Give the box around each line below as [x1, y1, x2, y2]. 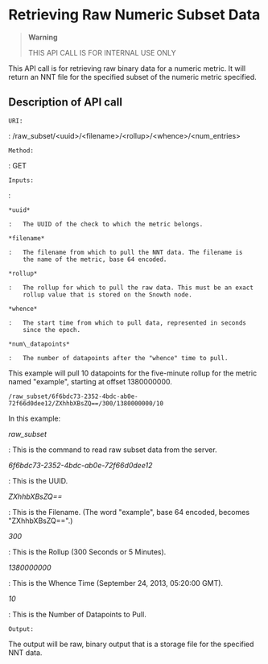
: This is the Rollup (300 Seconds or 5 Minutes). [8, 546, 167, 557]
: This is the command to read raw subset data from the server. [8, 445, 217, 454]
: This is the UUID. [8, 475, 68, 485]
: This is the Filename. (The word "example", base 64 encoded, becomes [8, 507, 250, 517]
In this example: [8, 413, 61, 423]
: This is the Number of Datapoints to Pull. [8, 609, 146, 619]
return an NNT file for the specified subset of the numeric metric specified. [8, 72, 258, 81]
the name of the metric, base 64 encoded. [23, 255, 167, 264]
